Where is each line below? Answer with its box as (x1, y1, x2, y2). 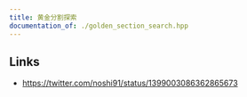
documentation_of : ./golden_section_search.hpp (9, 21, 189, 30)
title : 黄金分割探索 (9, 12, 77, 22)
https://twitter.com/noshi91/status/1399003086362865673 (21, 77, 238, 89)
